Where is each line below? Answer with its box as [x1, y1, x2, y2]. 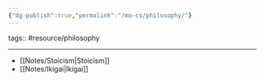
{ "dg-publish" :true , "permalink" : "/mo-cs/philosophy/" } [8, 11, 192, 20]
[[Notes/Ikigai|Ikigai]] [19, 64, 89, 73]
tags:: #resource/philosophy [8, 33, 100, 42]
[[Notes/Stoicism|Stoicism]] [19, 56, 110, 65]
